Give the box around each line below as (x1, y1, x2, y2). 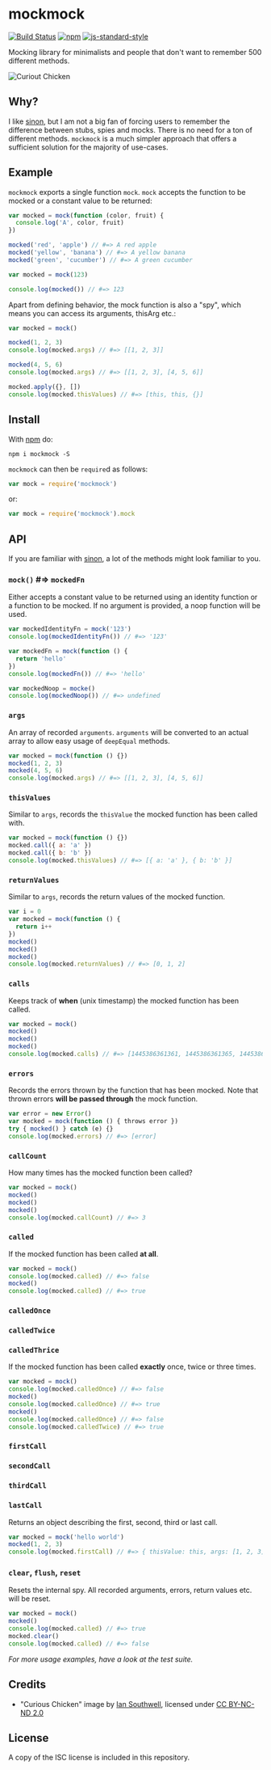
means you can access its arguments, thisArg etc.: (8, 308, 177, 318)
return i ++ (15, 923, 52, 931)
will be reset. (8, 1594, 51, 1603)
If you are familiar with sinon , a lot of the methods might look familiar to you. (8, 554, 261, 564)
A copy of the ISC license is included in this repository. (8, 1752, 190, 1763)
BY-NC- (228, 1699, 255, 1709)
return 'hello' (15, 654, 67, 663)
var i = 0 (8, 907, 42, 916)
